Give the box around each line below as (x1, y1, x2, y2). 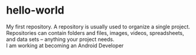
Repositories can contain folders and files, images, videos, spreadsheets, (6, 29, 184, 36)
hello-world (6, 4, 65, 17)
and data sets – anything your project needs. (6, 35, 115, 43)
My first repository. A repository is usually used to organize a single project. (6, 23, 191, 30)
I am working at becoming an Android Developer (6, 42, 124, 49)
